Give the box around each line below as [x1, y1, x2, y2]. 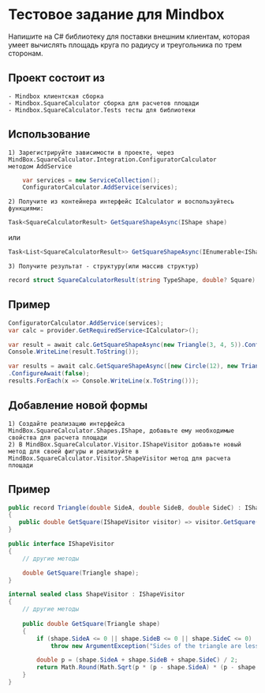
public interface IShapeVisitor [8, 540, 114, 548]
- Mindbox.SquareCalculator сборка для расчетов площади [8, 99, 200, 107]
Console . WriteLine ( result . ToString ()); [8, 348, 140, 356]
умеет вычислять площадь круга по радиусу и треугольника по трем [8, 40, 242, 49]
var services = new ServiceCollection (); [22, 176, 160, 184]
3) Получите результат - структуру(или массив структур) [8, 262, 200, 270]
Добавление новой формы [8, 399, 148, 412]
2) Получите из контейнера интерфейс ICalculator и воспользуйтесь [8, 198, 235, 206]
